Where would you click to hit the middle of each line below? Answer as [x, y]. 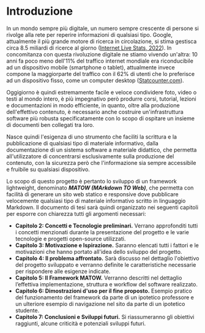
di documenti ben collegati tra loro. [50, 124]
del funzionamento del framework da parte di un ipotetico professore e [105, 297]
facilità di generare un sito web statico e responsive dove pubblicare [92, 194]
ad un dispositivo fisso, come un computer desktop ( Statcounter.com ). [95, 80]
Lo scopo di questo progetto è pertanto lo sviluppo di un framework [92, 181]
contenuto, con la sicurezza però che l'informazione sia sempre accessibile [101, 163]
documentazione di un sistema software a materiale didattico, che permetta [102, 150]
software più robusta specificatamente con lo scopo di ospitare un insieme [100, 118]
